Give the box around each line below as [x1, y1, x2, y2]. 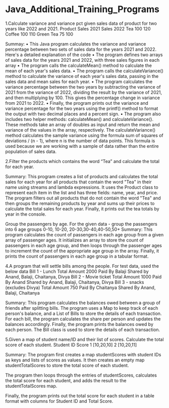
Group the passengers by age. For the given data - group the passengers [5, 221, 157, 227]
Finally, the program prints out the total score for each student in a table [5, 392, 155, 398]
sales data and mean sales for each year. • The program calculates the [5, 78, 153, 85]
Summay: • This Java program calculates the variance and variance [5, 40, 146, 47]
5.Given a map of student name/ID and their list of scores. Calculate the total [5, 336, 164, 342]
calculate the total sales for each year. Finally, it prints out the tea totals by [5, 206, 160, 212]
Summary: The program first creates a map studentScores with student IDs [5, 351, 161, 357]
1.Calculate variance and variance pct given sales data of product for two [5, 20, 157, 26]
